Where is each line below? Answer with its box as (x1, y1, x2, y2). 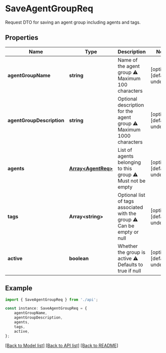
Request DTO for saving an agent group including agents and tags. (5, 19, 141, 25)
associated (118, 204, 143, 211)
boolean (69, 255, 89, 262)
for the (118, 107, 133, 114)
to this (118, 165, 132, 172)
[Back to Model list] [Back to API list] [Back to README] (5, 342, 119, 348)
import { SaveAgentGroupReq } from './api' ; (5, 297, 98, 302)
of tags (118, 198, 134, 205)
